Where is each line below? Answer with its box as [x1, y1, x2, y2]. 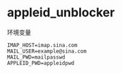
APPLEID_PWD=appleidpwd [7, 59, 75, 66]
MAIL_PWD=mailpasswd [7, 53, 66, 61]
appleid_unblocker [7, 5, 115, 20]
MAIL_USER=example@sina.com [7, 48, 87, 55]
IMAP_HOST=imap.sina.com [7, 42, 78, 48]
